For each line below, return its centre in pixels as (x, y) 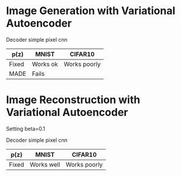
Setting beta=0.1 (25, 128)
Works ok (45, 64)
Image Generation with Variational (91, 11)
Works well (45, 164)
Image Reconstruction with (73, 100)
